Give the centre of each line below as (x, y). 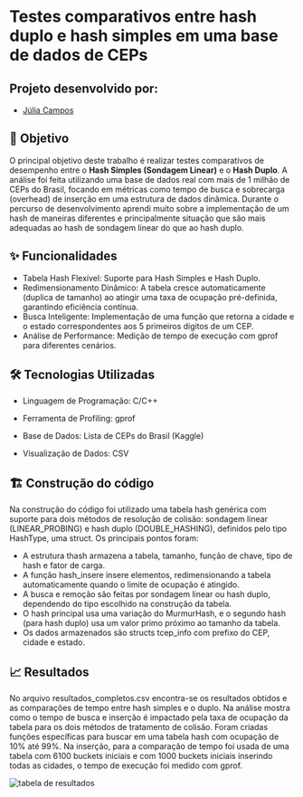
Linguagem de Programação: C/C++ (90, 401)
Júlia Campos (48, 110)
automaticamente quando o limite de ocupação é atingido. (131, 584)
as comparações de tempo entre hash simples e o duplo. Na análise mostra (150, 708)
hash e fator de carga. (64, 565)
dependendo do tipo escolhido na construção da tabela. (127, 604)
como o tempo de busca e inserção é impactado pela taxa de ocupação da (149, 717)
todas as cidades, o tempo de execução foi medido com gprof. (126, 765)
